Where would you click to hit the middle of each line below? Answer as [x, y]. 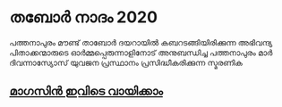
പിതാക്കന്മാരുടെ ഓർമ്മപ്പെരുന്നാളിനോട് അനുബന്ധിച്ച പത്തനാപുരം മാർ [141, 53]
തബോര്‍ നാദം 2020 [84, 17]
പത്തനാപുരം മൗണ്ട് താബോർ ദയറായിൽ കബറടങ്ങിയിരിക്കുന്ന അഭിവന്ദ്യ [141, 42]
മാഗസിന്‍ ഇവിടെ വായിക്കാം [86, 91]
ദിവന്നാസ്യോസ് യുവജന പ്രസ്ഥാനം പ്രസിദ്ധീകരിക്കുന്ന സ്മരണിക [126, 62]
